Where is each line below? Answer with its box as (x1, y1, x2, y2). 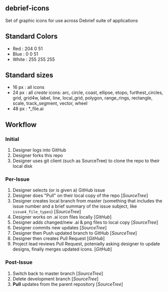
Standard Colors (5, 32, 58, 41)
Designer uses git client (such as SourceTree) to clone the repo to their (12, 158, 160, 164)
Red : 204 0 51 (12, 45, 43, 52)
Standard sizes (5, 71, 53, 80)
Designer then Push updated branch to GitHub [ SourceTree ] (12, 230, 137, 236)
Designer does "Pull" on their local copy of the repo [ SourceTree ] (12, 192, 148, 199)
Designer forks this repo (12, 153, 63, 159)
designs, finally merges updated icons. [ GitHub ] (12, 246, 113, 252)
